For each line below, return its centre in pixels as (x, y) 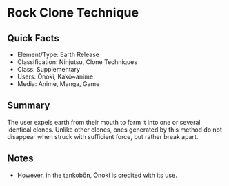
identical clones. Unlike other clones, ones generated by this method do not (115, 130)
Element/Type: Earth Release (58, 54)
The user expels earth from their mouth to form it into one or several (104, 122)
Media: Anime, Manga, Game (58, 84)
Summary (29, 106)
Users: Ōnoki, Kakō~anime (55, 76)
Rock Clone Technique (73, 13)
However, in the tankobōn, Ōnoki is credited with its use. (97, 175)
